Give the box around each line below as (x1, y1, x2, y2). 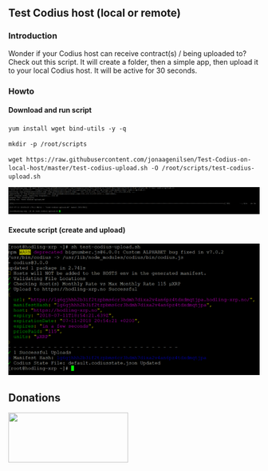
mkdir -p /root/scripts (8, 140, 88, 148)
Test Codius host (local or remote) (8, 6, 181, 20)
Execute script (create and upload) (8, 226, 126, 235)
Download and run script (8, 106, 92, 115)
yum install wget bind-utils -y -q (8, 124, 127, 133)
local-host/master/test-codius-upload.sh (8, 164, 148, 172)
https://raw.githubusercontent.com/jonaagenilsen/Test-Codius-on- (26, 155, 251, 163)
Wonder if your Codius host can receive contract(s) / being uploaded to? (8, 48, 247, 58)
